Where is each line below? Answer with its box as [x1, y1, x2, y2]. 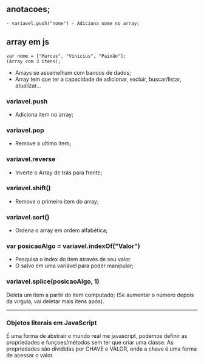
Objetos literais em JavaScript [6, 318, 97, 327]
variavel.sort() [6, 213, 50, 221]
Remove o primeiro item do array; [15, 197, 99, 205]
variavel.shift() [6, 184, 51, 193]
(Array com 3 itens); [6, 58, 61, 64]
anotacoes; [6, 4, 50, 15]
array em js [6, 37, 50, 47]
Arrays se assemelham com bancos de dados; [15, 69, 132, 76]
